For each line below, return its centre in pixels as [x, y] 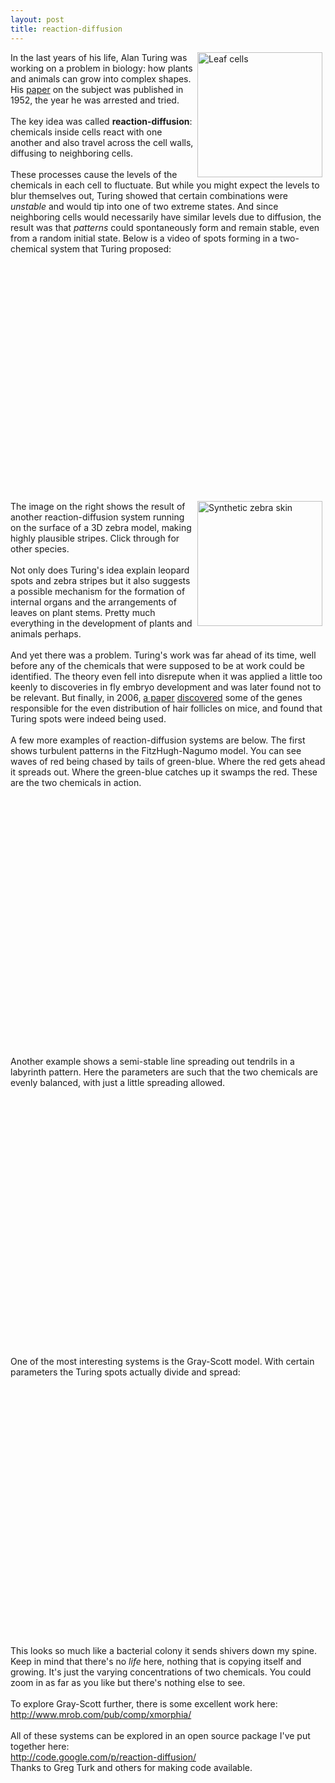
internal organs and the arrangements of [93, 602]
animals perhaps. [46, 633]
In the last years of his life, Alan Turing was [99, 57]
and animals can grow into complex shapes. [101, 78]
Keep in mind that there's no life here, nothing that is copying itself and [156, 1661]
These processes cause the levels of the [94, 174]
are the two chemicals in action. [76, 782]
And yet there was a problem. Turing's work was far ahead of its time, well [163, 655]
